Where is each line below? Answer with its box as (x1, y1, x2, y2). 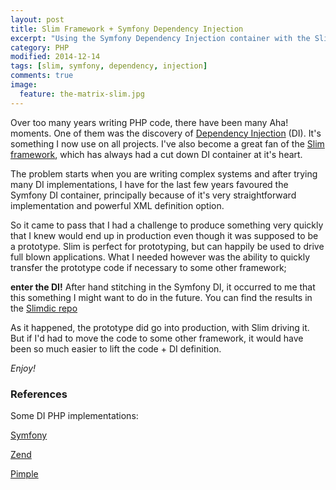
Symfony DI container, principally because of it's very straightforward (10, 189, 297, 201)
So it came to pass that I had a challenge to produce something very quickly (10, 219, 324, 231)
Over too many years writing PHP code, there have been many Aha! (10, 116, 289, 128)
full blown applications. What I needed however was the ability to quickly (10, 251, 311, 263)
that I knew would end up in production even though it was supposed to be (10, 229, 319, 241)
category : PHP (10, 42, 70, 53)
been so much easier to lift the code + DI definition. (10, 342, 222, 355)
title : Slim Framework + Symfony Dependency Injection (10, 24, 244, 34)
